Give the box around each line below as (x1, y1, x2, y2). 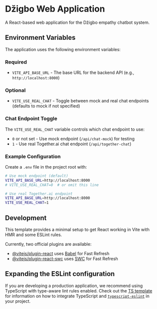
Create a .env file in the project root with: (5, 164, 87, 170)
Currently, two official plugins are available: (5, 241, 92, 247)
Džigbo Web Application (5, 3, 105, 15)
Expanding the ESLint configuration (5, 270, 115, 278)
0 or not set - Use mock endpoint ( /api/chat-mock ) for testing (12, 136, 135, 141)
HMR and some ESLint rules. (5, 232, 62, 238)
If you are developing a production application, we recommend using (5, 283, 143, 289)
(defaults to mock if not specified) (12, 103, 80, 109)
